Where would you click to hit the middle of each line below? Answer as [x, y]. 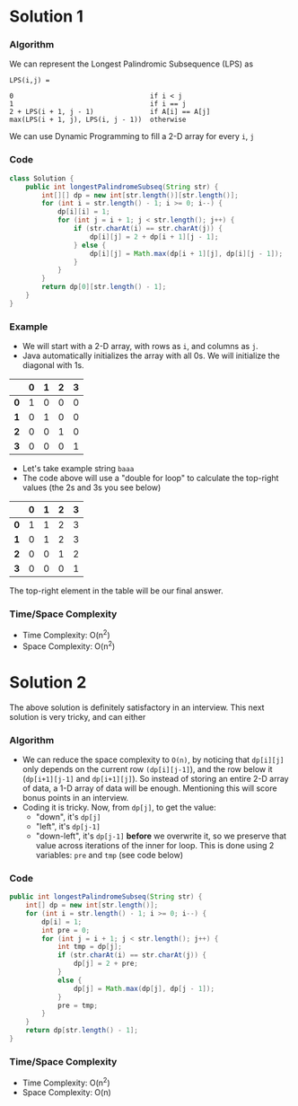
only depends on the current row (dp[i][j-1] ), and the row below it [147, 768]
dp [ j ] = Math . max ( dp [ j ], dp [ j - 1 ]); [144, 988]
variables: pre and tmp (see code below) [110, 855]
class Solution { [42, 178]
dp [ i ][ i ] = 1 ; [83, 212]
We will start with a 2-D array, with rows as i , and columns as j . [140, 347]
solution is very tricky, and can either [78, 716]
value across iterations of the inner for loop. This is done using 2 [155, 845]
